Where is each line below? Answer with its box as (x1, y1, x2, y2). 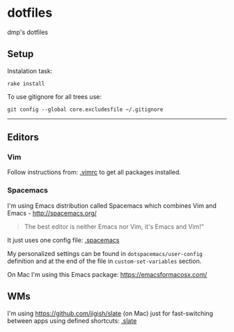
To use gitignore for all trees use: (7, 92, 102, 100)
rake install (7, 80, 45, 87)
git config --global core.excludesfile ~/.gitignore (7, 106, 164, 113)
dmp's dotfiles (7, 28, 49, 36)
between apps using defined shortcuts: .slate (7, 316, 137, 325)
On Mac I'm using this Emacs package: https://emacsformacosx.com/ (7, 270, 208, 278)
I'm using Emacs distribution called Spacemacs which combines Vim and (7, 201, 217, 210)
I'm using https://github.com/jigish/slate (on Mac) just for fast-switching (7, 309, 214, 317)
